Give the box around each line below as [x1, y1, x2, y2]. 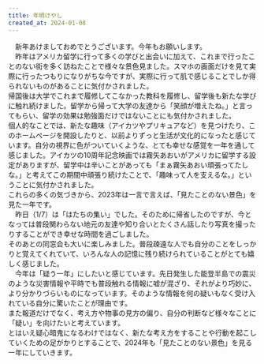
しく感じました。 [8, 258, 64, 268]
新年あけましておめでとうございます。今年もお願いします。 [14, 41, 207, 51]
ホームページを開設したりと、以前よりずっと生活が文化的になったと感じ [14, 130, 250, 140]
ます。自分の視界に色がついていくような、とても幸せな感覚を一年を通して [14, 140, 255, 150]
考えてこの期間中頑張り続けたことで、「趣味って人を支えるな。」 [32, 170, 239, 179]
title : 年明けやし [8, 11, 63, 20]
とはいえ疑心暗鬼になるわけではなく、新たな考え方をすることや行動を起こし [8, 328, 257, 337]
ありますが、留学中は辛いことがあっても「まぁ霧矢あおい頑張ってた [21, 159, 242, 170]
